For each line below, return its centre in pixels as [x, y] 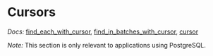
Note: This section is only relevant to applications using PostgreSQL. [107, 45]
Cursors [32, 12]
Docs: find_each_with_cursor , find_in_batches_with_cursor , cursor [103, 31]
